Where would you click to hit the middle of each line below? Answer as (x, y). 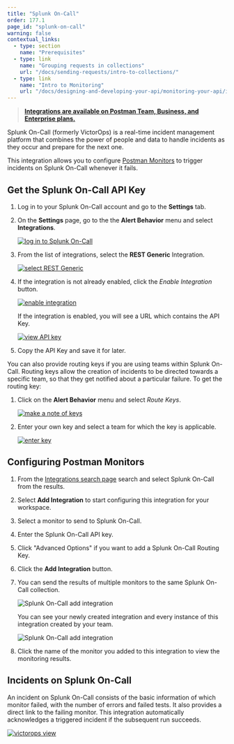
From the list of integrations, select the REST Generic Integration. (111, 255)
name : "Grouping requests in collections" (82, 66)
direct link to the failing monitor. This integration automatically (96, 712)
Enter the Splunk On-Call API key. (65, 534)
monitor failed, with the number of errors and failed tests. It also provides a (115, 704)
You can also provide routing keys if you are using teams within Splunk (109, 364)
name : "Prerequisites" (53, 53)
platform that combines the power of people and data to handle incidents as (116, 139)
